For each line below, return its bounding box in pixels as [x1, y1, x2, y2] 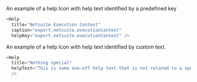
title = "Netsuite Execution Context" [11, 22, 101, 28]
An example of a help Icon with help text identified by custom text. [6, 43, 166, 50]
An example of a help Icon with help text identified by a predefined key [6, 5, 177, 12]
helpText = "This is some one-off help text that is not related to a [11, 66, 182, 71]
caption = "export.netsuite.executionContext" [11, 27, 122, 33]
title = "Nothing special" [11, 60, 72, 66]
